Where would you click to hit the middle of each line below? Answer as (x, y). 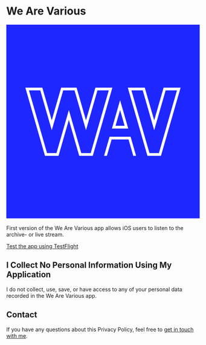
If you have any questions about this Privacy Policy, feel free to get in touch (100, 329)
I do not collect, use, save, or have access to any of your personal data (94, 289)
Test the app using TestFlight (42, 246)
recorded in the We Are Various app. (52, 295)
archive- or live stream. (35, 234)
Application (29, 274)
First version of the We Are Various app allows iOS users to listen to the (95, 228)
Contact (22, 315)
